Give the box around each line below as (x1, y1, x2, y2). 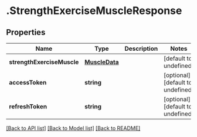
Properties (6, 27, 46, 37)
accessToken (9, 79, 47, 86)
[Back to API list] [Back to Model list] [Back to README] (6, 125, 141, 132)
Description (124, 45, 158, 52)
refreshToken (9, 103, 47, 110)
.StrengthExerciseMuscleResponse (6, 4, 182, 17)
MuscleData (84, 58, 119, 66)
